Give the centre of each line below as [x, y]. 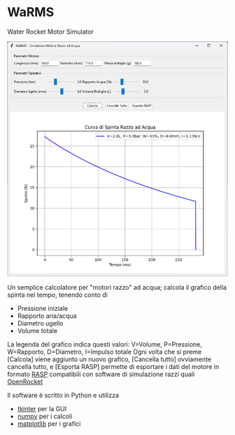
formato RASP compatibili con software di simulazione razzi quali [101, 374]
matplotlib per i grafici [49, 423]
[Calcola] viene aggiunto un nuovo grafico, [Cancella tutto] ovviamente [109, 359]
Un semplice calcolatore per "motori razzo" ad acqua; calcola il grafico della [117, 287]
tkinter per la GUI [42, 408]
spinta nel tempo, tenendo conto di [58, 295]
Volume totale [37, 330]
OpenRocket [25, 381]
